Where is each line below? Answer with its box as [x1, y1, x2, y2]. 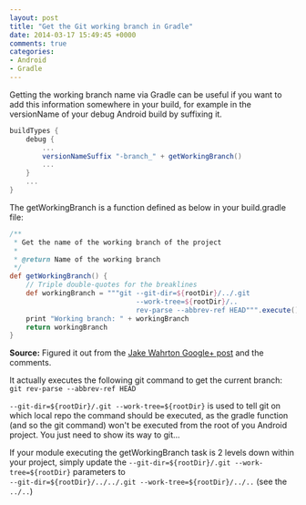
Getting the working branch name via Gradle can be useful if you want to [9, 88, 282, 100]
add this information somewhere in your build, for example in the [9, 98, 252, 109]
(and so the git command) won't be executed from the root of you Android [9, 420, 288, 431]
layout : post [9, 13, 59, 23]
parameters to [72, 467, 126, 478]
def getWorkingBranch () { [9, 272, 107, 281]
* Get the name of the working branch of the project [13, 238, 222, 247]
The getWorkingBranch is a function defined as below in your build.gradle [9, 201, 287, 212]
